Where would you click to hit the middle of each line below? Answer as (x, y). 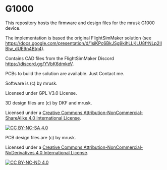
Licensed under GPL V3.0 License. (41, 93)
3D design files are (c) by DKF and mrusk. (49, 103)
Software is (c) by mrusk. (31, 83)
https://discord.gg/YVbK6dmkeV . (40, 64)
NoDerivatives (20, 152)
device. (13, 28)
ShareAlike (16, 118)
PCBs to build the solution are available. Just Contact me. (65, 73)
